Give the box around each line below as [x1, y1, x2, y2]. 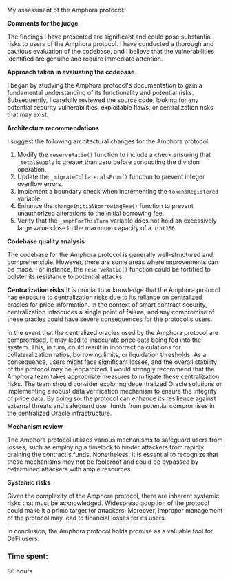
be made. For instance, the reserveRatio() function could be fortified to [7, 265, 211, 273]
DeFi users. [7, 534, 40, 542]
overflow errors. [17, 180, 63, 188]
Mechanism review [7, 422, 63, 430]
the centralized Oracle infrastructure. [7, 409, 112, 417]
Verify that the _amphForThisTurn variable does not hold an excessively [17, 216, 217, 225]
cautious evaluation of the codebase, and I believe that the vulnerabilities [7, 48, 215, 55]
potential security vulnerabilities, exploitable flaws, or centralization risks [7, 103, 213, 111]
